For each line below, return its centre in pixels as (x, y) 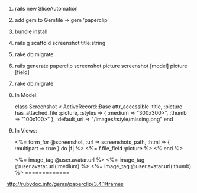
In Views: (26, 131)
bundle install (31, 31)
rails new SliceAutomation (46, 9)
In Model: (26, 95)
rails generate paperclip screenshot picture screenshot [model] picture (101, 66)
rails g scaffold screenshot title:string (60, 43)
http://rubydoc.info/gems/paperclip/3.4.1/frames (65, 184)
